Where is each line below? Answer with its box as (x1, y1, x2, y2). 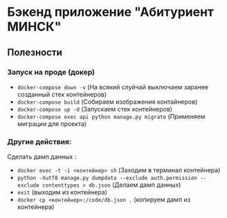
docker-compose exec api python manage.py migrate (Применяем (17, 112, 206, 120)
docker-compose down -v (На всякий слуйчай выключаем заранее (17, 82, 209, 91)
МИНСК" (7, 19, 62, 35)
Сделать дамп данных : (7, 153, 77, 161)
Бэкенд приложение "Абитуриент (7, 4, 215, 20)
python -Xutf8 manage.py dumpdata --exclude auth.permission (17, 174, 198, 182)
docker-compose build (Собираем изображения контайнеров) (17, 98, 198, 106)
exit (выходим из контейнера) (17, 188, 107, 197)
